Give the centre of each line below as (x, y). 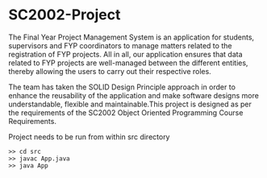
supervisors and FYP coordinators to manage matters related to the (120, 45)
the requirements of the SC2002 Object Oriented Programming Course (126, 112)
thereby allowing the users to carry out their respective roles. (110, 71)
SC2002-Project (65, 15)
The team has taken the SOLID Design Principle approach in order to (122, 87)
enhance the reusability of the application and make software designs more (134, 95)
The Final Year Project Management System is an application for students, (131, 37)
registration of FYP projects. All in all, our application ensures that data (126, 54)
